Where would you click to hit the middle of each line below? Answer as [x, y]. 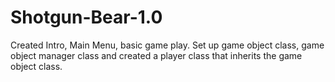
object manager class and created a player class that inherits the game [156, 55]
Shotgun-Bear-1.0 [86, 17]
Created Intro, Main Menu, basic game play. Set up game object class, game [167, 45]
